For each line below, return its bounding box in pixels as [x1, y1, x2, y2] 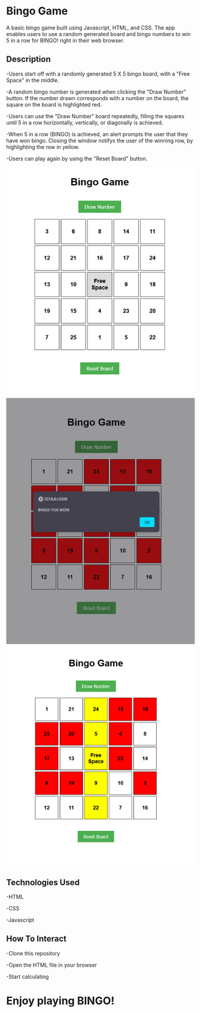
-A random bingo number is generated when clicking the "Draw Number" [6, 88, 187, 95]
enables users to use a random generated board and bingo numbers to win [6, 30, 191, 37]
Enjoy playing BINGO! [6, 994, 115, 1008]
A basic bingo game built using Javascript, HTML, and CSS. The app [6, 24, 175, 31]
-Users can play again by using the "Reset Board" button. [6, 155, 148, 162]
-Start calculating [6, 973, 49, 980]
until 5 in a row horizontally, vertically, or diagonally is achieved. [6, 119, 163, 126]
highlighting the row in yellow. [6, 143, 80, 151]
